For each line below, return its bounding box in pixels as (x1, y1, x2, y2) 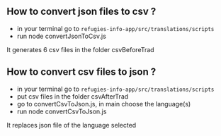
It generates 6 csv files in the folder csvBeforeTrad (6, 45, 154, 54)
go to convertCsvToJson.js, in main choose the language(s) (16, 99, 191, 108)
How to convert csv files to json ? (6, 66, 157, 78)
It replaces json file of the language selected (6, 120, 137, 129)
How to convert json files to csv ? (6, 6, 157, 18)
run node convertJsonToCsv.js (16, 32, 107, 40)
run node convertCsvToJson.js (16, 107, 107, 116)
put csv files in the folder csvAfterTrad (16, 92, 129, 101)
